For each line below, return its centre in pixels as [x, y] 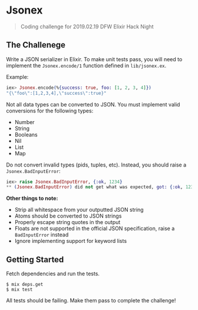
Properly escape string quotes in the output [67, 222]
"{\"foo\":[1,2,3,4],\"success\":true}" [57, 93]
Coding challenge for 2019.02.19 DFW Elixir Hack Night [87, 26]
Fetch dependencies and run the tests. [53, 274]
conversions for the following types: [50, 111]
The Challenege [36, 45]
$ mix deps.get [25, 285]
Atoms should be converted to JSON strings [68, 216]
